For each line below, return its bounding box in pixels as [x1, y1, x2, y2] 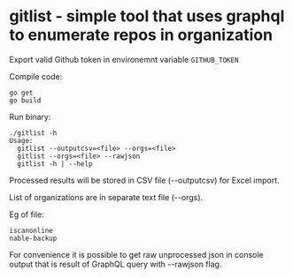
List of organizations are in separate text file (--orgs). [9, 192, 204, 202]
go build [9, 95, 42, 105]
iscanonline [9, 226, 53, 235]
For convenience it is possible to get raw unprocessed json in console [9, 249, 264, 259]
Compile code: [9, 71, 63, 81]
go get [9, 88, 34, 97]
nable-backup [9, 234, 58, 243]
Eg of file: [9, 209, 44, 220]
